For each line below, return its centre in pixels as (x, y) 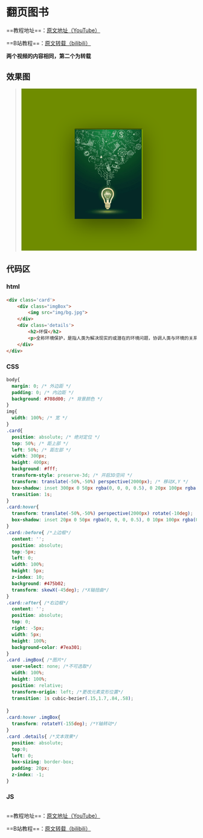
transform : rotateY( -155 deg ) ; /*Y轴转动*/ (65, 724)
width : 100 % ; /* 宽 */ (40, 418)
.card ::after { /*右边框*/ (37, 603)
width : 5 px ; (27, 634)
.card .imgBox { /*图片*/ (37, 660)
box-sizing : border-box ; (43, 762)
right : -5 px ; (28, 628)
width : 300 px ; (29, 456)
